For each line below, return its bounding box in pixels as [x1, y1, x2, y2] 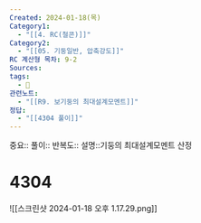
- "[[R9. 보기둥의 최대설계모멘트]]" [17, 97, 139, 107]
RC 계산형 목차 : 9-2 [9, 55, 78, 64]
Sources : [9, 64, 43, 73]
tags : [9, 72, 30, 81]
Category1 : [9, 22, 51, 31]
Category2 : [9, 38, 51, 48]
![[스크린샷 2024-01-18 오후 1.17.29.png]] [9, 203, 158, 214]
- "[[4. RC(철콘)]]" [17, 30, 91, 39]
